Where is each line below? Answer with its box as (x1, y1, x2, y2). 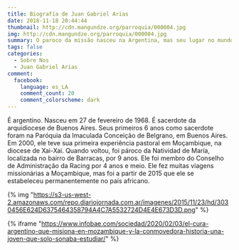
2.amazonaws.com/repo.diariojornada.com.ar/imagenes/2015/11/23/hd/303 (7, 198, 229, 207)
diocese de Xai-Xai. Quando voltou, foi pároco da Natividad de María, (7, 147, 210, 155)
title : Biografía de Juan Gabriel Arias (7, 10, 129, 18)
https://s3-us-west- (33, 190, 91, 199)
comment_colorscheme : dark (20, 97, 100, 104)
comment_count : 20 (20, 90, 75, 97)
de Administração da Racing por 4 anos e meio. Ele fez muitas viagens (7, 162, 214, 170)
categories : (7, 51, 43, 58)
